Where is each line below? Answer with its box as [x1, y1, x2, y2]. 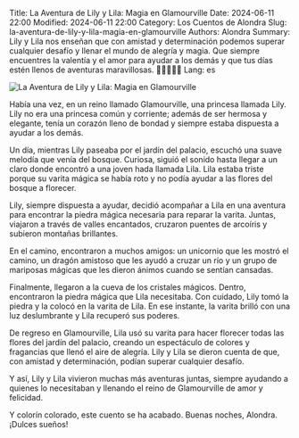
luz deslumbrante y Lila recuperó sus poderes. [9, 310, 180, 320]
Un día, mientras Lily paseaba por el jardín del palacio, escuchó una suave [9, 145, 283, 155]
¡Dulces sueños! [9, 419, 69, 429]
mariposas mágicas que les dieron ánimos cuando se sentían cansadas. [9, 265, 274, 275]
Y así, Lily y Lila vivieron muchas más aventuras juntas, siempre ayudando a [9, 374, 288, 384]
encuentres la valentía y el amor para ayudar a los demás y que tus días [9, 55, 274, 65]
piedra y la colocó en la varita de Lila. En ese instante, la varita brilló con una [9, 301, 291, 311]
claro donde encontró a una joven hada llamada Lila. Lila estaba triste [9, 164, 264, 174]
